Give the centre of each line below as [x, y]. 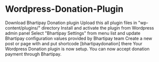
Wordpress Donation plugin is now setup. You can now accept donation [77, 49]
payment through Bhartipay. [33, 54]
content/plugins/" [23, 28]
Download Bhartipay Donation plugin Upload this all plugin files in [71, 23]
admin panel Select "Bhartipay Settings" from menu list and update [73, 33]
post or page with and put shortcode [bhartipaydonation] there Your [74, 43]
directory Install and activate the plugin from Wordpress [98, 28]
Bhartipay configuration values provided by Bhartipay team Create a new [79, 38]
